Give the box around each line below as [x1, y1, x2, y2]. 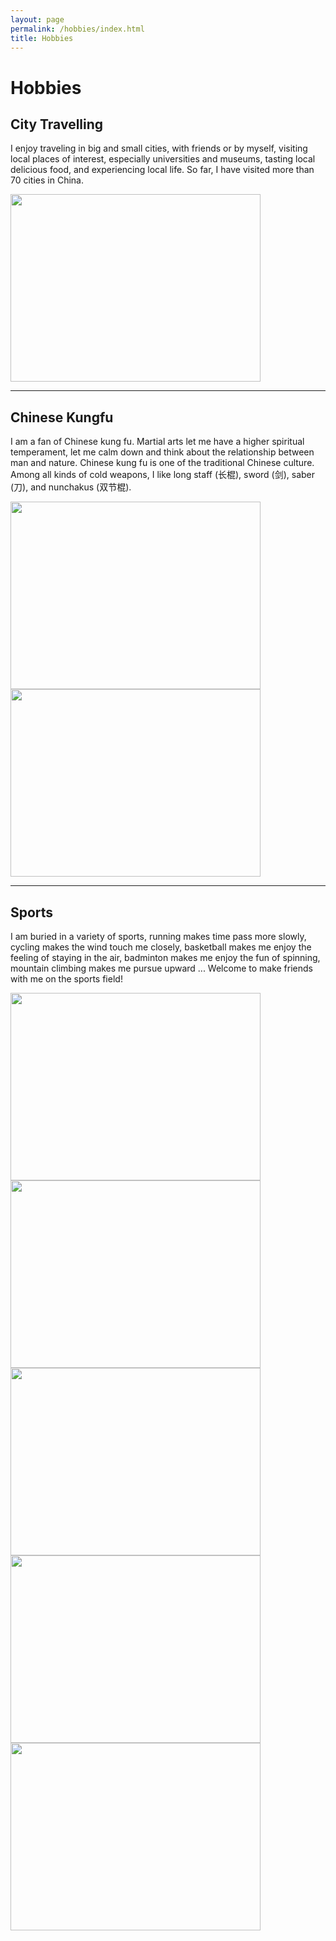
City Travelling [10, 116, 104, 133]
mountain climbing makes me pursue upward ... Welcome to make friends [10, 962, 313, 974]
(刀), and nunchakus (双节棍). [10, 481, 132, 493]
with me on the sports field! [10, 973, 123, 985]
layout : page [10, 14, 65, 25]
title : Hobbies [10, 33, 74, 43]
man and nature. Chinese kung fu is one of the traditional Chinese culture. [10, 457, 315, 469]
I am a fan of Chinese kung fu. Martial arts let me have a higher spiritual [10, 436, 305, 448]
